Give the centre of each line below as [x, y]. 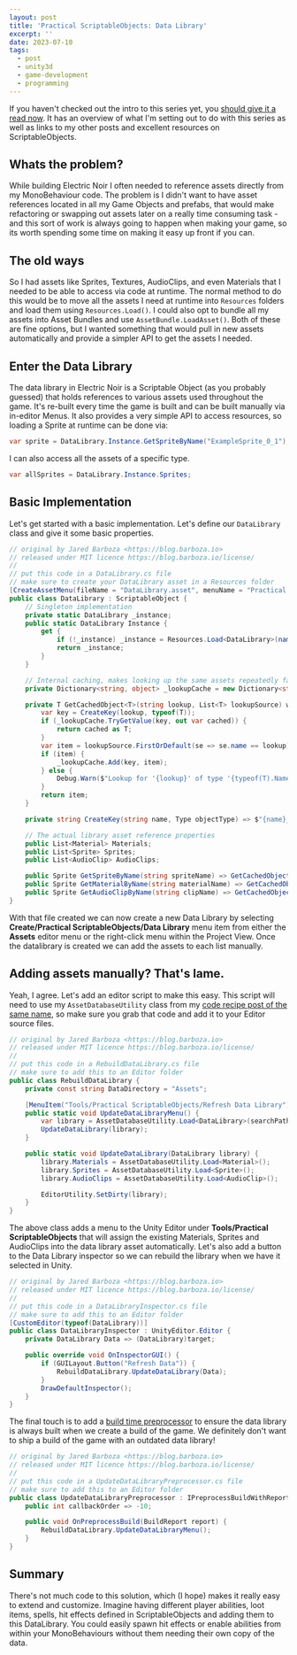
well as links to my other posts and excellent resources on [114, 127]
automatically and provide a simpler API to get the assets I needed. [131, 338]
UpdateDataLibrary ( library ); [95, 1130]
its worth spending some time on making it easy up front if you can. [132, 233]
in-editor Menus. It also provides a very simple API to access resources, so [145, 416]
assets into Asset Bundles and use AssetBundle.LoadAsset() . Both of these [145, 320]
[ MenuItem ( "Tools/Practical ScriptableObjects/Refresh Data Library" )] [160, 1105]
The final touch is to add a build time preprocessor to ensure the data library [148, 1421]
